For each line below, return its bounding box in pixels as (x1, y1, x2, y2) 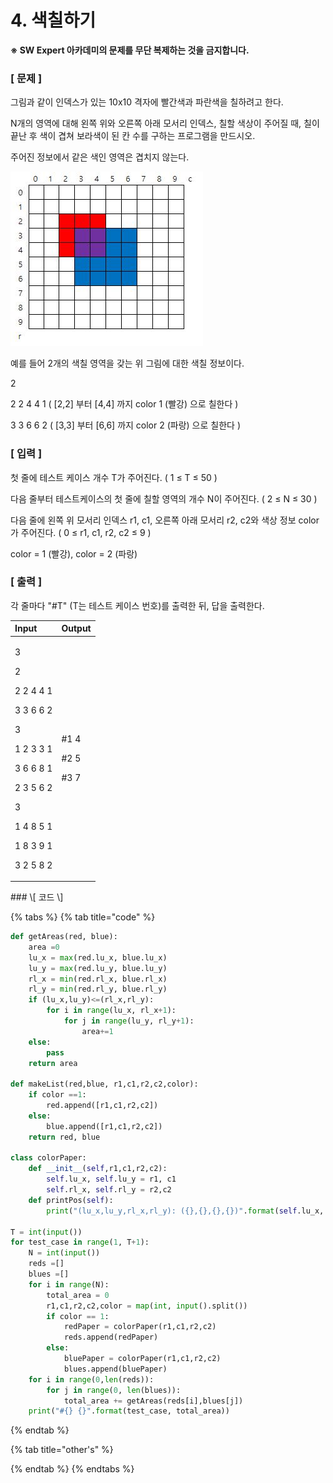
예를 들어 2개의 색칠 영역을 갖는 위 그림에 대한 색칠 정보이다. (10, 357, 245, 370)
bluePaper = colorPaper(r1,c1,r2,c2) (63, 1354, 222, 1364)
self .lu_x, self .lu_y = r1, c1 (46, 1174, 177, 1185)
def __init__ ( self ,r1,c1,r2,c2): (28, 1164, 168, 1174)
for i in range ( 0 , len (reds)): (28, 1374, 155, 1385)
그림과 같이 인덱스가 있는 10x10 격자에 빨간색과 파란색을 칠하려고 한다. (10, 96, 284, 108)
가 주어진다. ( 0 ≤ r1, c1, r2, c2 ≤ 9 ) (10, 526, 152, 538)
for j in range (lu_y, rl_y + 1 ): (63, 1016, 195, 1026)
